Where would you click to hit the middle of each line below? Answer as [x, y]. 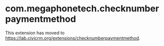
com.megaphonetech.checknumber [82, 9]
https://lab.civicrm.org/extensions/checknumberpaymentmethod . [73, 38]
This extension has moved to [35, 33]
